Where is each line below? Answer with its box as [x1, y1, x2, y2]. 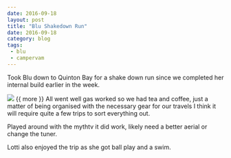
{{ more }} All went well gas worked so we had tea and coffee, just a [15, 94, 208, 103]
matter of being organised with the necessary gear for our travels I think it [7, 102, 217, 110]
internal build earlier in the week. [7, 80, 100, 89]
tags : [7, 42, 23, 49]
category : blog [7, 36, 51, 42]
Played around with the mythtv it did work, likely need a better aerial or [7, 122, 208, 131]
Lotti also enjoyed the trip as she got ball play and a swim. [7, 143, 171, 151]
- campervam [10, 55, 45, 62]
